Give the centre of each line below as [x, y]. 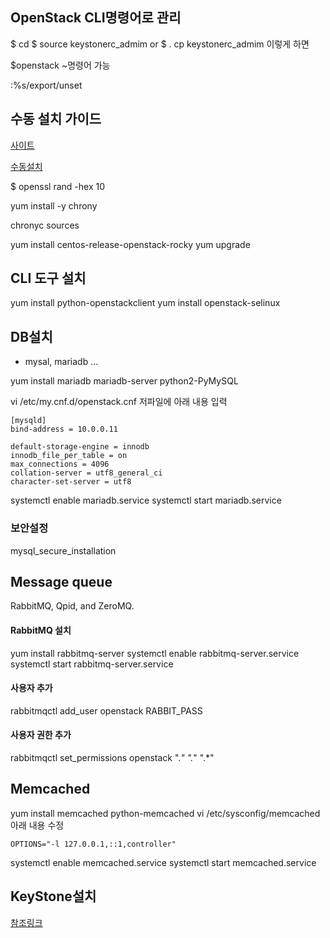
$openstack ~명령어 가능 [60, 65]
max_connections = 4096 [60, 464]
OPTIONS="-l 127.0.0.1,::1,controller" [93, 844]
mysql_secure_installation [63, 550]
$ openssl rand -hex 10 [58, 186]
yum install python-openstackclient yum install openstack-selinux [145, 303]
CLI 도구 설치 [48, 278]
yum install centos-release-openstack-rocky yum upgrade [130, 244]
